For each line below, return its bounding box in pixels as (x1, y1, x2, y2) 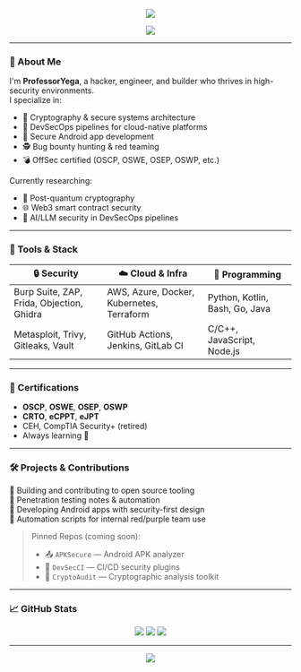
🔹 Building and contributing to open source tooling (9, 485, 195, 496)
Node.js (207, 345, 240, 358)
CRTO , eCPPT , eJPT (21, 410, 100, 421)
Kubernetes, (107, 297, 159, 309)
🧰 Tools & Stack (9, 243, 79, 255)
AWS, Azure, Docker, (107, 285, 195, 297)
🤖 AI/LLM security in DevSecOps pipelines (21, 212, 179, 223)
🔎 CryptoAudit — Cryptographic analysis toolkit (44, 572, 219, 582)
